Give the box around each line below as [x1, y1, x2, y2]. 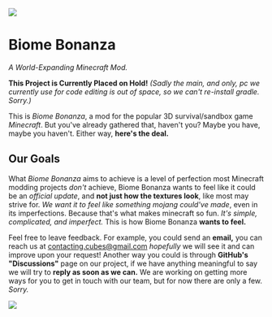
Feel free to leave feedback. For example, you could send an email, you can [8, 232, 262, 242]
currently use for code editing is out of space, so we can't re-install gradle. [8, 86, 260, 97]
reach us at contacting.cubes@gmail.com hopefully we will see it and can [8, 241, 255, 251]
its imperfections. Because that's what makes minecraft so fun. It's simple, [8, 208, 258, 218]
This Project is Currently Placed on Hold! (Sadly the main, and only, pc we [8, 78, 260, 88]
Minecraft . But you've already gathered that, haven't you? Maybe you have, [8, 119, 261, 129]
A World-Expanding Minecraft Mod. [8, 62, 128, 72]
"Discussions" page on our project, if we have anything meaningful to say [8, 258, 258, 268]
